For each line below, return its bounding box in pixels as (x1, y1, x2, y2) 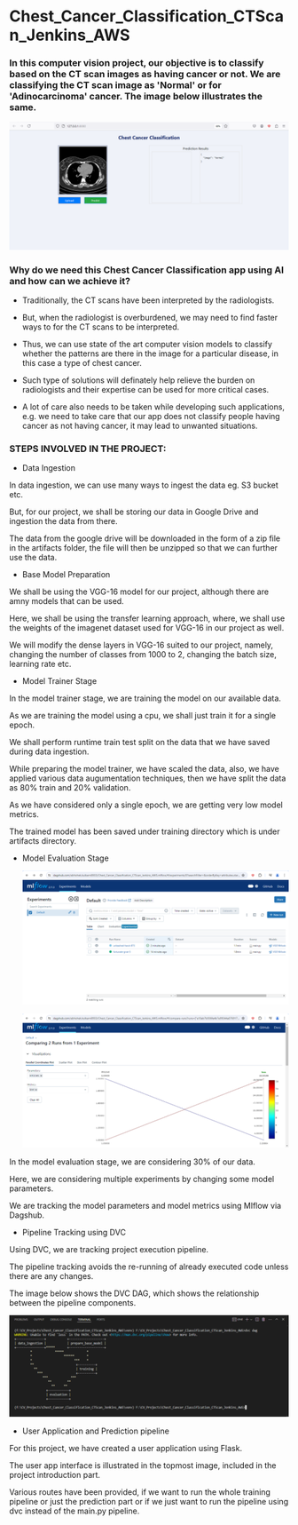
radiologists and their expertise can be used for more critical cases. (21, 385, 270, 395)
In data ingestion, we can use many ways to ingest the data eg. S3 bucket (9, 480, 279, 490)
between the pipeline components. (9, 1298, 137, 1308)
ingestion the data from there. (9, 516, 118, 527)
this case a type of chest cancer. (21, 358, 142, 369)
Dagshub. (9, 1210, 45, 1220)
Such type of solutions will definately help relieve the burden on (21, 375, 255, 385)
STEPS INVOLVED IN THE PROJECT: (9, 442, 167, 455)
